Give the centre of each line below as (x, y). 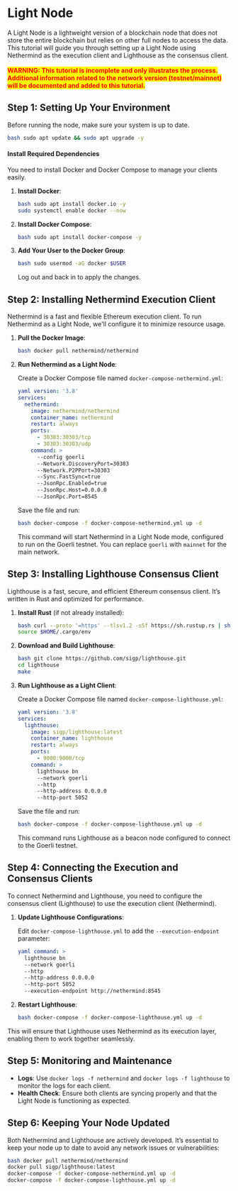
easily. (17, 177)
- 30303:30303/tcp (64, 438)
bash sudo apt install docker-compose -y (80, 237)
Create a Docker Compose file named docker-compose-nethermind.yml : (120, 378)
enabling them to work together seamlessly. (71, 1038)
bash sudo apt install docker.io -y (72, 204)
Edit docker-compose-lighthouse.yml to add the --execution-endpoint (118, 931)
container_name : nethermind (72, 417)
